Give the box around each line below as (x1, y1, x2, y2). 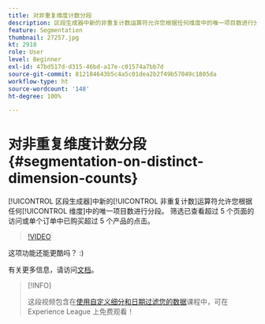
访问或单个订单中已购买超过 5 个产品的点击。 (8, 216, 155, 225)
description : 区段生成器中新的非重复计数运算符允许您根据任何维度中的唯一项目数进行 (8, 19, 254, 27)
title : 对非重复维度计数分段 (8, 11, 92, 20)
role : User (8, 48, 44, 56)
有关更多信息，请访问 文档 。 (8, 265, 99, 274)
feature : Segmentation (8, 26, 83, 34)
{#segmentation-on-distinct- (8, 153, 204, 170)
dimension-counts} (8, 169, 139, 188)
